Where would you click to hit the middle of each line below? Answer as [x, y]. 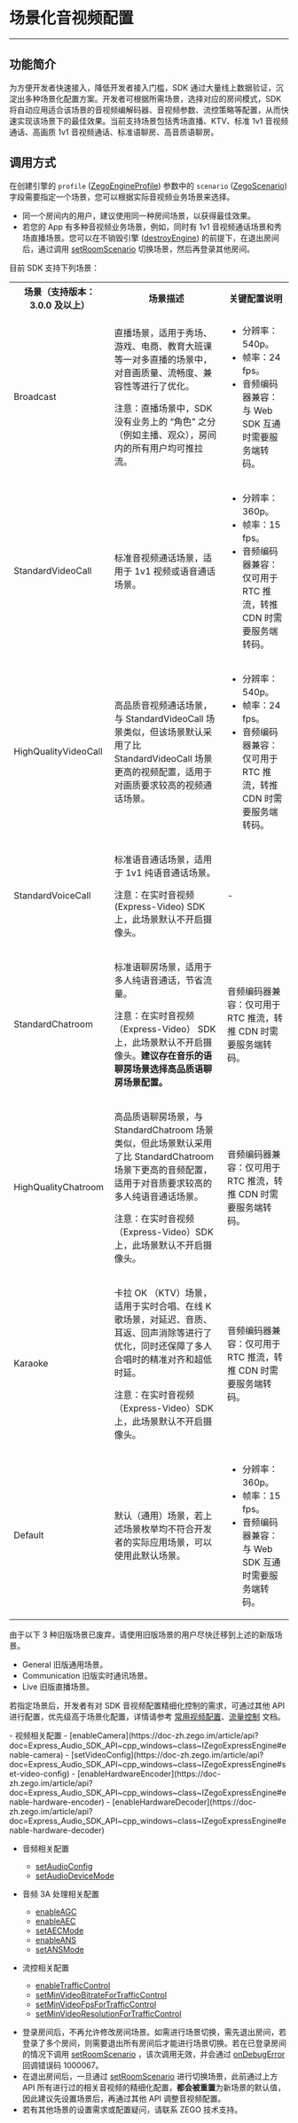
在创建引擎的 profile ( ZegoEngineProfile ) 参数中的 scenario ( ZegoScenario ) [149, 185]
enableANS [56, 1939]
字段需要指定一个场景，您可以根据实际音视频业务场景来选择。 [122, 197]
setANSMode [59, 1949]
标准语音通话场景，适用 [163, 859]
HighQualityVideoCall [59, 751]
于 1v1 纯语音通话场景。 [165, 873]
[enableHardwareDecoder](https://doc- [184, 1802]
